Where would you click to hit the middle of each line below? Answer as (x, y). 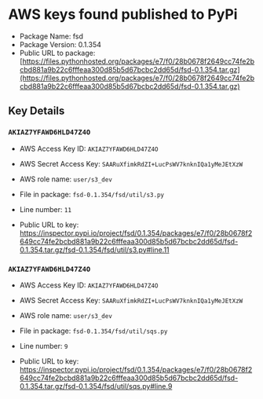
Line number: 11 (46, 209)
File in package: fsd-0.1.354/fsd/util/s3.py (92, 194)
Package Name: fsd (51, 36)
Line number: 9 (44, 346)
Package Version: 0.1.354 (60, 44)
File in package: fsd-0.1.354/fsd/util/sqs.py (93, 331)
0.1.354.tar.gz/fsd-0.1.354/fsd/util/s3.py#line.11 (95, 250)
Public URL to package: (57, 53)
